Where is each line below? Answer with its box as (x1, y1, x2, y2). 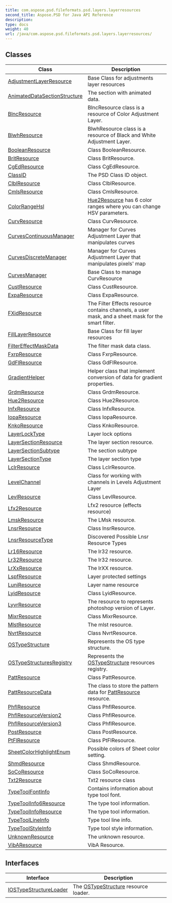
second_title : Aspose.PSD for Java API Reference (5, 12, 114, 17)
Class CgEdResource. (88, 163, 140, 170)
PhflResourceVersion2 (8, 711, 62, 718)
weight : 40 (5, 27, 29, 32)
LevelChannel (8, 478, 41, 486)
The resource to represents (88, 598, 154, 605)
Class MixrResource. (88, 613, 137, 620)
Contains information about (88, 785, 154, 792)
